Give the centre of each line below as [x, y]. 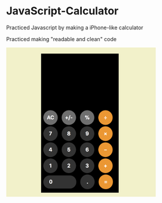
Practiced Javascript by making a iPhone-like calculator [75, 27]
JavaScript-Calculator [62, 11]
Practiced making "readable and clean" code [61, 39]
